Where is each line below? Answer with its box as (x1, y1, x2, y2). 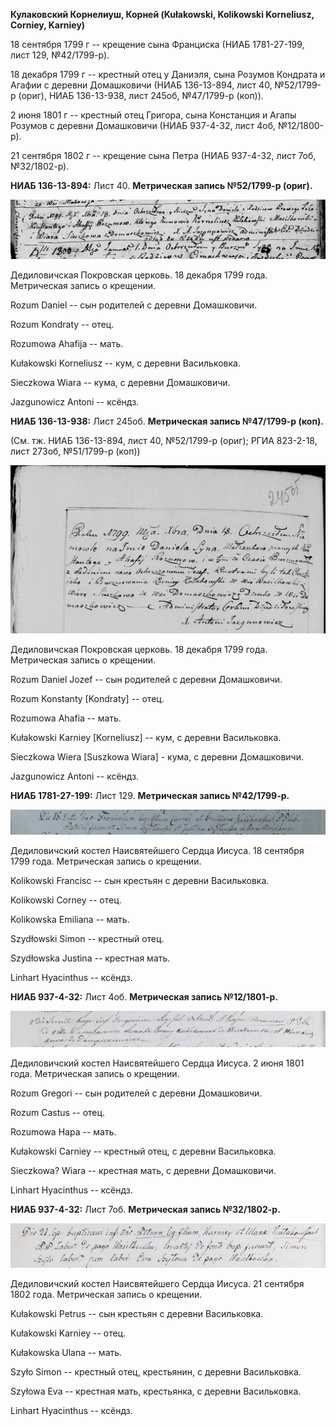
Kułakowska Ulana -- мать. (10, 1346, 123, 1358)
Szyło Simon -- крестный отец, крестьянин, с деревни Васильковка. (10, 1365, 302, 1378)
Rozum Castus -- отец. (10, 1107, 106, 1119)
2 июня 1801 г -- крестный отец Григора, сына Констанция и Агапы (10, 109, 297, 121)
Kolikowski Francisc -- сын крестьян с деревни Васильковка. (10, 875, 270, 887)
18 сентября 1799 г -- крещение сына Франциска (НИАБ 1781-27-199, (10, 39, 305, 50)
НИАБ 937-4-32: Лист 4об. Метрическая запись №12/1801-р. (10, 991, 278, 1003)
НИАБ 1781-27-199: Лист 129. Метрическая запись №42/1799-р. (10, 789, 290, 801)
